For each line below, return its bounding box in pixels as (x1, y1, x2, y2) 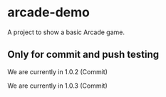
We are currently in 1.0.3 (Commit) (7, 81, 108, 90)
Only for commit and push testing (7, 48, 160, 61)
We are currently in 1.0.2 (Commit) (7, 67, 108, 76)
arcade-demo (7, 4, 90, 21)
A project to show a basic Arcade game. (7, 28, 125, 36)
